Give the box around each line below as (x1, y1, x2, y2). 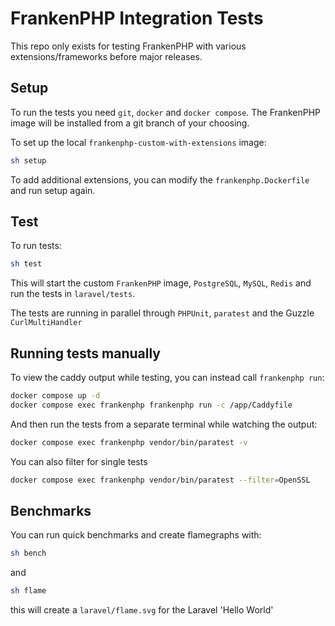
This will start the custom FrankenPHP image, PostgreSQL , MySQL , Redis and (10, 277, 312, 289)
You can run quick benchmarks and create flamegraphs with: (10, 529, 262, 541)
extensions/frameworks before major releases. (10, 50, 203, 62)
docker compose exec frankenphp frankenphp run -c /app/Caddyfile (10, 400, 293, 410)
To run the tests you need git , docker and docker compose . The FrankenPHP (10, 106, 322, 118)
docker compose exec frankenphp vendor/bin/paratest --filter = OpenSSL (10, 475, 311, 485)
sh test (10, 259, 43, 269)
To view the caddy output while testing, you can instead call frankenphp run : (10, 372, 325, 384)
